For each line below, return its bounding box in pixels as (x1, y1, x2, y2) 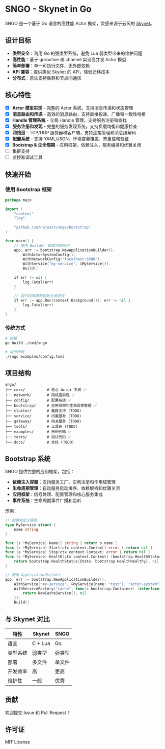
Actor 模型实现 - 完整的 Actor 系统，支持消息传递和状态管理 (12, 105, 134, 111)
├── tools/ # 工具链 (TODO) (5, 424, 78, 429)
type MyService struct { (5, 523, 56, 527)
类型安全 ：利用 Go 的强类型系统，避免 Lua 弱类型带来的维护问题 (12, 50, 142, 56)
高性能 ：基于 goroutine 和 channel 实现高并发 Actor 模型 (12, 56, 127, 62)
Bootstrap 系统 (5, 454, 51, 463)
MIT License (5, 739, 30, 745)
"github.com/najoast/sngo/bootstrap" (14, 225, 91, 230)
